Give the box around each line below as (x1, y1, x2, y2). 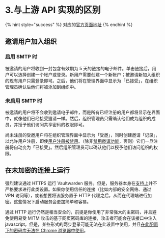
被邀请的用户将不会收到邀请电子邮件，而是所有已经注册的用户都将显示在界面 (5, 109, 160, 115)
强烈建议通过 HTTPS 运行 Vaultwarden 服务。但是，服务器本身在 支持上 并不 (5, 180, 157, 186)
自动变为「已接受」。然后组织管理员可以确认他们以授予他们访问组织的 (13, 144, 154, 150)
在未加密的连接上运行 (5, 166, 70, 175)
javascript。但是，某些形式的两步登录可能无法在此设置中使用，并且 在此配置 (5, 221, 159, 227)
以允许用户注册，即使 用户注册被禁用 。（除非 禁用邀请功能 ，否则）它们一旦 (5, 138, 154, 144)
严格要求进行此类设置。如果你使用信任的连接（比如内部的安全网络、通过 (5, 186, 151, 192)
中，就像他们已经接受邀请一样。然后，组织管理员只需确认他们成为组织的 (5, 115, 151, 121)
